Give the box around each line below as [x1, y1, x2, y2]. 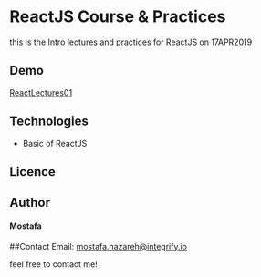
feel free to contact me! [9, 258, 98, 270]
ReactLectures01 [9, 87, 73, 97]
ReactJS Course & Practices [9, 6, 226, 27]
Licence [9, 164, 57, 180]
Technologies [9, 114, 89, 129]
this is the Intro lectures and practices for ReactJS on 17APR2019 [9, 36, 253, 47]
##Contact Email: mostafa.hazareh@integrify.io [9, 241, 188, 251]
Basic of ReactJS [22, 138, 88, 149]
